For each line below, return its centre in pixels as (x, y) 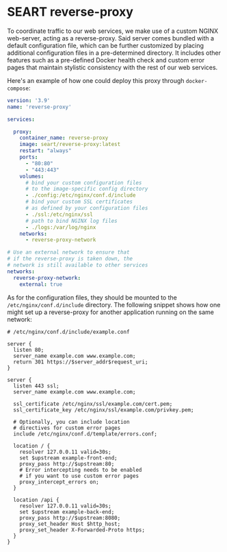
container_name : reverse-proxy (64, 138)
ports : (29, 157)
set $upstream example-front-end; (68, 458)
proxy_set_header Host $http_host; (70, 524)
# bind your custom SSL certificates (79, 202)
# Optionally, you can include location (71, 422)
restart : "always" (45, 151)
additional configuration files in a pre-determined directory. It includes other (114, 53)
